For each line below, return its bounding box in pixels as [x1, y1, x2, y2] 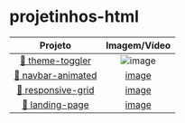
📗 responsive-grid [16, 83, 95, 96]
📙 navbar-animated [14, 69, 97, 81]
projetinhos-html [9, 6, 140, 27]
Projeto [39, 39, 72, 52]
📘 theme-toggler [19, 54, 92, 67]
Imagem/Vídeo [105, 39, 171, 52]
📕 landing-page [22, 98, 89, 110]
